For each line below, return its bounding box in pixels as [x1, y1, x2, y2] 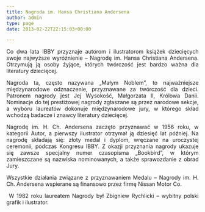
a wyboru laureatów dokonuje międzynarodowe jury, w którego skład [6, 105, 199, 113]
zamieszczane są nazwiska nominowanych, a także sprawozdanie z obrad [6, 156, 199, 163]
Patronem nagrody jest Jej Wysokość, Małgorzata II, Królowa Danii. [6, 92, 199, 99]
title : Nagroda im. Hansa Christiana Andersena [6, 9, 130, 15]
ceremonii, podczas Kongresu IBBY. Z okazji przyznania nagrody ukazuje [6, 143, 199, 150]
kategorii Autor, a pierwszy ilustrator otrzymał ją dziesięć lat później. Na [6, 130, 199, 137]
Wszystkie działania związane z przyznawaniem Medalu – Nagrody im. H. [6, 174, 199, 182]
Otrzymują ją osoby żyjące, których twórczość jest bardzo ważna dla [6, 61, 199, 68]
